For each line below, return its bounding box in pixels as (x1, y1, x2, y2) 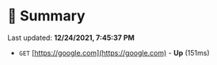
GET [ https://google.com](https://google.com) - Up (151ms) (18, 48, 211, 57)
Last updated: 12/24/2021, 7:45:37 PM (7, 33, 135, 42)
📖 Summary (7, 7, 86, 25)
